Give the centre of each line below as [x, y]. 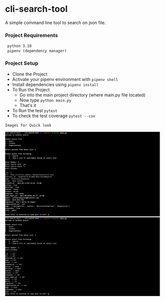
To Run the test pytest [35, 110]
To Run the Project [31, 90]
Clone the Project [30, 74]
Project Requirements [31, 35]
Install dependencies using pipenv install [55, 84]
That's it [28, 105]
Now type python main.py [45, 100]
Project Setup [22, 63]
